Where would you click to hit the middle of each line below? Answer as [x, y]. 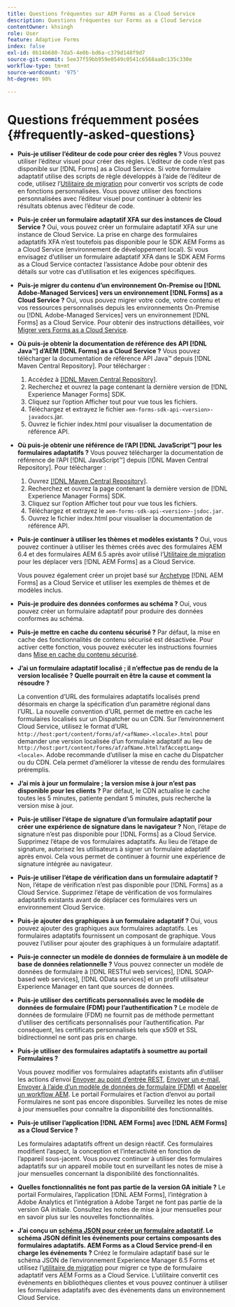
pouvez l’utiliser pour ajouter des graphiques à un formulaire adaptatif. [119, 943]
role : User [23, 33]
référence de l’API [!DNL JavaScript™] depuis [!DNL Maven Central [113, 460]
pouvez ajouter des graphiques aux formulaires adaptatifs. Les [107, 929]
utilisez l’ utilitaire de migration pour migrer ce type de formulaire [110, 1268]
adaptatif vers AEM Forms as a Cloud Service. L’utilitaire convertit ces [118, 1275]
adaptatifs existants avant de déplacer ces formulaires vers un [107, 900]
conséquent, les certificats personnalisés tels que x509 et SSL [107, 1030]
